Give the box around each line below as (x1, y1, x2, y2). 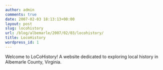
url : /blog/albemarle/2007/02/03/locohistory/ (5, 30, 104, 35)
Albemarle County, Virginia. (5, 58, 61, 65)
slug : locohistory (5, 26, 43, 31)
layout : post (5, 21, 32, 26)
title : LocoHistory (5, 35, 46, 40)
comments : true (5, 12, 37, 17)
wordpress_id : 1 (5, 40, 39, 45)
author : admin (5, 7, 35, 12)
